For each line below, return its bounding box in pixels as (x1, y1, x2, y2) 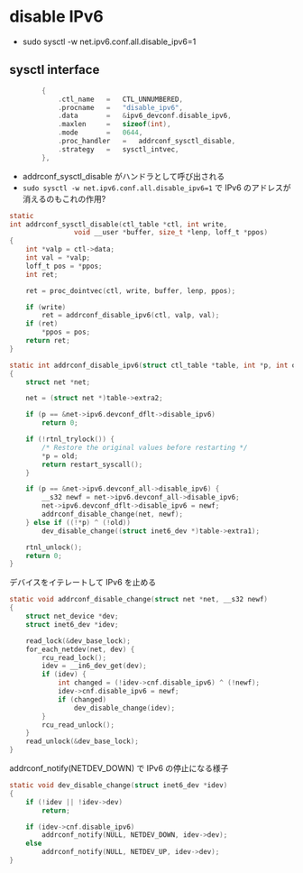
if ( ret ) (25, 319, 59, 328)
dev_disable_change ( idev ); (73, 703, 176, 712)
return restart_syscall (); (41, 460, 143, 469)
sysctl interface (9, 62, 100, 78)
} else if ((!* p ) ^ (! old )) (25, 518, 131, 527)
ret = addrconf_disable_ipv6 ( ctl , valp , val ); (41, 311, 220, 320)
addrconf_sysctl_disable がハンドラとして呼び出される (22, 170, 225, 181)
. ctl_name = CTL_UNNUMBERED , (57, 95, 183, 104)
